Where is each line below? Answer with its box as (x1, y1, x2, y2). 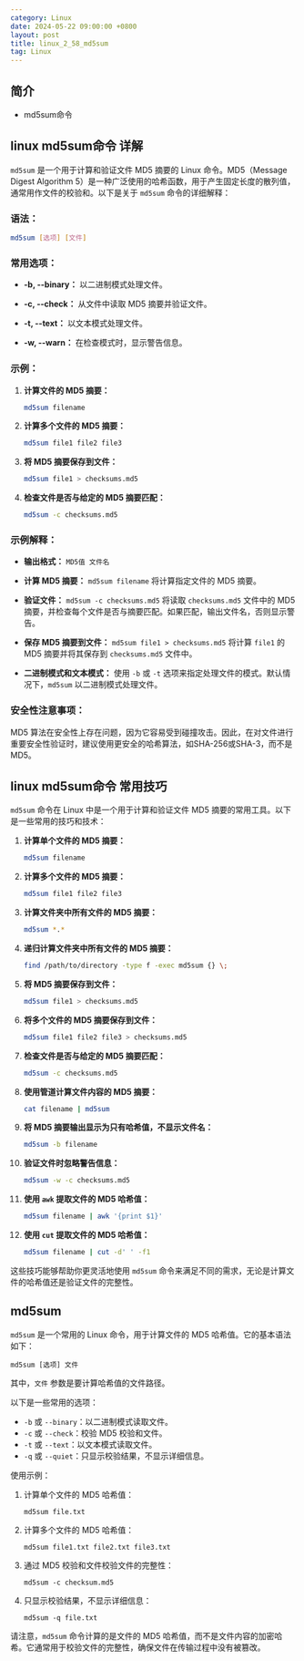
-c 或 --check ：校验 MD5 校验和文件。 (23, 1428, 167, 1439)
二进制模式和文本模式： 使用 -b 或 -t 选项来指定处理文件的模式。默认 (23, 667, 283, 679)
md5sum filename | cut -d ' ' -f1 (23, 1248, 151, 1257)
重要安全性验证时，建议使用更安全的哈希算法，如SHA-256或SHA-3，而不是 (10, 738, 293, 748)
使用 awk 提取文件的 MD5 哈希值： (23, 1193, 150, 1204)
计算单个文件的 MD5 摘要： (23, 835, 127, 846)
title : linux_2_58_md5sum (10, 38, 108, 48)
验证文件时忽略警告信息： (23, 1158, 120, 1169)
